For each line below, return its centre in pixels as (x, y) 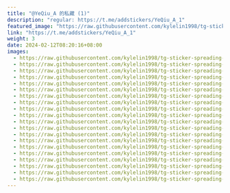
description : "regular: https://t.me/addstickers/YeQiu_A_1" (96, 20)
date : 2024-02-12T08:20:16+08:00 (55, 45)
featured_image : (30, 26)
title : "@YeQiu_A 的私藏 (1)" (49, 13)
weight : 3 (21, 39)
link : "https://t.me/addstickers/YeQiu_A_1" (72, 33)
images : (18, 52)
